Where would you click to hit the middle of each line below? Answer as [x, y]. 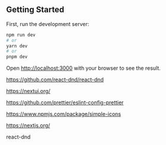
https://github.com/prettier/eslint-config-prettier [65, 102]
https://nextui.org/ [28, 91]
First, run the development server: [48, 24]
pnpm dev [17, 57]
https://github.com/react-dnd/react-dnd [55, 80]
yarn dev [17, 46]
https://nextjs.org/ [28, 125]
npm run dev [21, 35]
